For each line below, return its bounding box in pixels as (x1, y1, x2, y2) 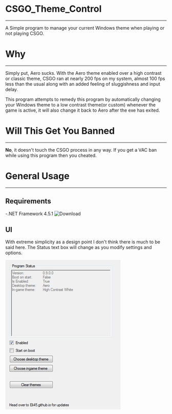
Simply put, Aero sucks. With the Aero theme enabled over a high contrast (5, 70, 162, 76)
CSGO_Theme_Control (5, 3, 102, 15)
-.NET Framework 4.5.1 (5, 211, 54, 217)
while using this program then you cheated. (5, 152, 97, 158)
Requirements (5, 197, 51, 205)
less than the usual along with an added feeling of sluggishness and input (5, 80, 160, 87)
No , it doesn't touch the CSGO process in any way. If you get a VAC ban (5, 147, 157, 153)
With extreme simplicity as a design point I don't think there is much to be (5, 239, 160, 245)
